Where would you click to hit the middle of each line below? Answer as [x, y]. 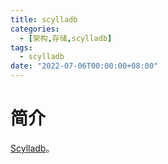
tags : [21, 47]
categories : [35, 29]
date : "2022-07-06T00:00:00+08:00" [84, 66]
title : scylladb [44, 19]
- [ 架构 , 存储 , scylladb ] [66, 38]
